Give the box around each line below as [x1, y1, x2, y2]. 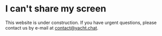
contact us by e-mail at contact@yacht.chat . [5, 24, 98, 30]
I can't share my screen [5, 3, 106, 14]
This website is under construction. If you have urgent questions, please [5, 19, 157, 25]
